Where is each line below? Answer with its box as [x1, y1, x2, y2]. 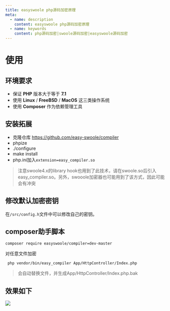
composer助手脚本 [5, 227, 65, 236]
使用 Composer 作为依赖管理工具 [12, 104, 83, 109]
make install [12, 150, 38, 157]
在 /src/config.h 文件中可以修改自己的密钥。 [5, 211, 97, 217]
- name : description [10, 17, 53, 22]
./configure [12, 145, 37, 151]
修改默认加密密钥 [5, 197, 59, 205]
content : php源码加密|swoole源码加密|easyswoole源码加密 [14, 31, 128, 36]
